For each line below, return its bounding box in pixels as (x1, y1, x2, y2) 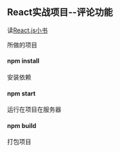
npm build (7, 121, 36, 129)
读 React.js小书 (7, 26, 48, 34)
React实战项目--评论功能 (7, 6, 113, 19)
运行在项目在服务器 (7, 105, 62, 113)
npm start (7, 89, 36, 98)
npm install (7, 57, 40, 65)
